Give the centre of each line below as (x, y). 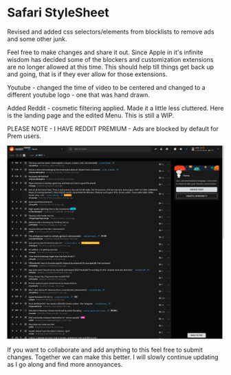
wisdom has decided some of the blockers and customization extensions (110, 59)
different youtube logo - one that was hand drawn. (78, 95)
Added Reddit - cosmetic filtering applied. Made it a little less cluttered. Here (115, 108)
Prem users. (24, 136)
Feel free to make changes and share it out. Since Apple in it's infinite (105, 52)
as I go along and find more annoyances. (65, 364)
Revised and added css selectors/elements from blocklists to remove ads (111, 32)
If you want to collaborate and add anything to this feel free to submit (105, 350)
